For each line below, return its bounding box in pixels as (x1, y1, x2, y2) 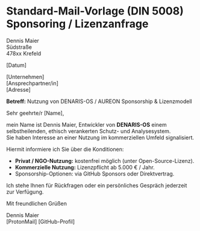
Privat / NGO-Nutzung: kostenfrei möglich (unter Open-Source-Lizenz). (14, 157, 195, 164)
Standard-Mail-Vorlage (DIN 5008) (6, 4, 184, 18)
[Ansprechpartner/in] (6, 80, 59, 87)
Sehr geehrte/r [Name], (6, 109, 64, 116)
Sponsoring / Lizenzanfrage (6, 17, 149, 31)
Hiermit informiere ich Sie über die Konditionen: (6, 145, 124, 153)
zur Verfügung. (6, 188, 44, 195)
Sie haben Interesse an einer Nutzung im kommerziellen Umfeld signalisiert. (6, 134, 195, 141)
